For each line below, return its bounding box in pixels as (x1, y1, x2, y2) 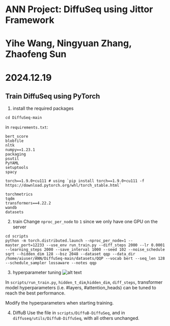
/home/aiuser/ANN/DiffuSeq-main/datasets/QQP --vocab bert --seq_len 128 (5, 256, 165, 261)
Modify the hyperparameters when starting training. (5, 300, 114, 306)
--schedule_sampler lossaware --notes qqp (5, 260, 97, 265)
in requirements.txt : (5, 124, 48, 130)
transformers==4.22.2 (5, 201, 51, 206)
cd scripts (5, 234, 29, 239)
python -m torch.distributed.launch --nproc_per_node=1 (5, 238, 126, 244)
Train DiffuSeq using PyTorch (5, 92, 100, 100)
